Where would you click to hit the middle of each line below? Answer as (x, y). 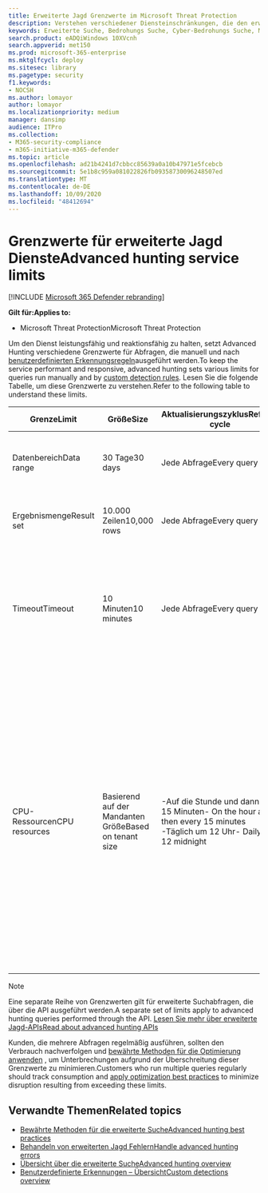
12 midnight (184, 842)
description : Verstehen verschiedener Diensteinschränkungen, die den (128, 23)
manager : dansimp (37, 120)
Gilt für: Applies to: (39, 313)
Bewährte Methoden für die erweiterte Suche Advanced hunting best (132, 1130)
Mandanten (124, 816)
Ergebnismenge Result (53, 516)
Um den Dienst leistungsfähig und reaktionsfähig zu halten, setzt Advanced (132, 344)
